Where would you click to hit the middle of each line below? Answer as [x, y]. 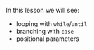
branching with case [45, 31]
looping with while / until [52, 24]
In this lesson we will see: [43, 10]
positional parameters [47, 39]
